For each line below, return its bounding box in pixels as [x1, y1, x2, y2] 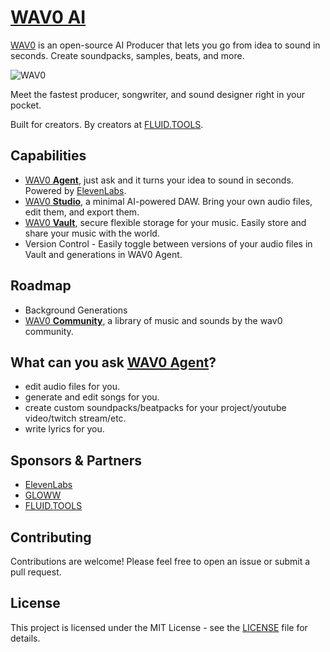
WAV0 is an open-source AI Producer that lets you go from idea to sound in [10, 39, 321, 51]
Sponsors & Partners [10, 452, 143, 469]
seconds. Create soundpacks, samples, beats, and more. [10, 49, 245, 61]
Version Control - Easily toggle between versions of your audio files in [24, 237, 313, 250]
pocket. [10, 99, 42, 111]
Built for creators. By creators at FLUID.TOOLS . [10, 118, 204, 130]
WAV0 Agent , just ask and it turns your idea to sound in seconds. [24, 174, 294, 186]
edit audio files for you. [24, 381, 121, 393]
